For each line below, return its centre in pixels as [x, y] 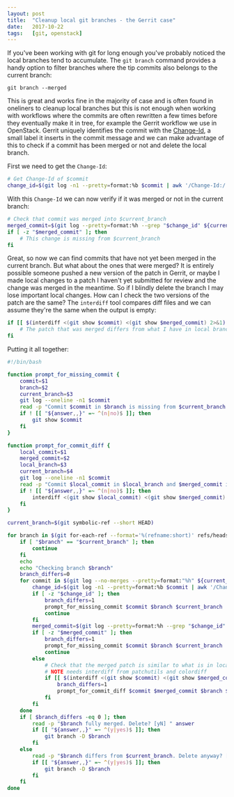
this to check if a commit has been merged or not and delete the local [107, 145]
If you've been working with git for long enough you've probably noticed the [116, 53]
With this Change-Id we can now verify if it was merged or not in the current [115, 199]
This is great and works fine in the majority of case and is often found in [110, 101]
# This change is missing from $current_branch [90, 238]
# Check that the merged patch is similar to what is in [129, 665]
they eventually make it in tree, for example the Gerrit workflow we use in [112, 123]
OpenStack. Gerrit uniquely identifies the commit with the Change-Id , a [109, 130]
